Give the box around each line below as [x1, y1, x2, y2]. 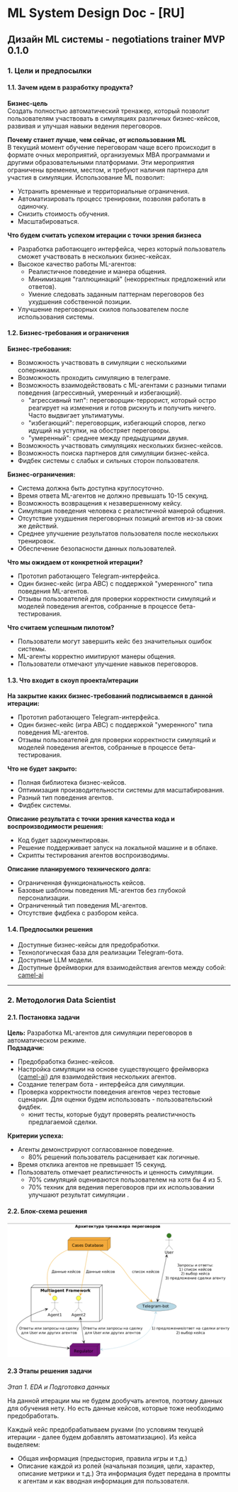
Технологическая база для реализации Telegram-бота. [17, 948, 184, 957]
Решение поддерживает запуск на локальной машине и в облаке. [17, 844, 218, 852]
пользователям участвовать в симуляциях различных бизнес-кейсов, [7, 114, 220, 122]
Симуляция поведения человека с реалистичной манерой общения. [17, 506, 225, 515]
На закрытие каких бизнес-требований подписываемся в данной [7, 692, 213, 700]
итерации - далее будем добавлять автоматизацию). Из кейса [7, 1432, 197, 1441]
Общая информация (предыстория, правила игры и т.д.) [17, 1454, 188, 1462]
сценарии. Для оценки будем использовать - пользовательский [17, 1095, 212, 1104]
